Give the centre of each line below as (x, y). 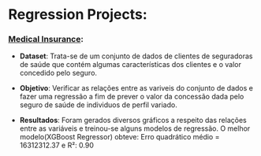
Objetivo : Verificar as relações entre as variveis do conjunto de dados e (136, 88)
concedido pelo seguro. (58, 73)
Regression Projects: (78, 15)
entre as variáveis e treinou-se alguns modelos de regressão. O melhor (135, 128)
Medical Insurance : (46, 39)
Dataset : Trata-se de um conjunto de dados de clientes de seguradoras (136, 56)
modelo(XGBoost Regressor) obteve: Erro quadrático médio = (119, 137)
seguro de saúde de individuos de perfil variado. (98, 105)
